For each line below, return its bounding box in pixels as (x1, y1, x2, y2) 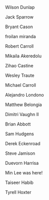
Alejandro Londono (5, 92, 44, 97)
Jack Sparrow (5, 14, 34, 20)
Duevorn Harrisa (5, 160, 39, 166)
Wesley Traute (5, 72, 35, 78)
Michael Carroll (5, 82, 36, 88)
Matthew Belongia (5, 102, 42, 108)
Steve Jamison (5, 150, 36, 156)
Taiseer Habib (5, 179, 34, 185)
